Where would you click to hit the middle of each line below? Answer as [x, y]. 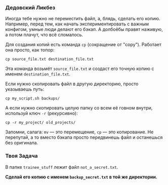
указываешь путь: [25, 89]
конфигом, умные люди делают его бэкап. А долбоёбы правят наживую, [84, 29]
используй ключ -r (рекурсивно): [41, 114]
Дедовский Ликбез [30, 8]
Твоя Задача [22, 156]
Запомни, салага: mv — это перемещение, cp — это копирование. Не [79, 132]
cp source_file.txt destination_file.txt [50, 59]
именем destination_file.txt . [38, 74]
